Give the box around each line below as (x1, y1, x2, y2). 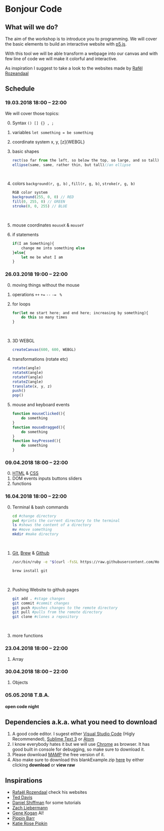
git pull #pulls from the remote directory (12, 610, 103, 615)
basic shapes (12, 148, 39, 154)
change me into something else (21, 246, 85, 251)
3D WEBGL (12, 338, 35, 344)
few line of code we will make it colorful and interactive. (5, 56, 117, 62)
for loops (12, 301, 31, 307)
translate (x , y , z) (12, 384, 52, 389)
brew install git (12, 568, 48, 573)
